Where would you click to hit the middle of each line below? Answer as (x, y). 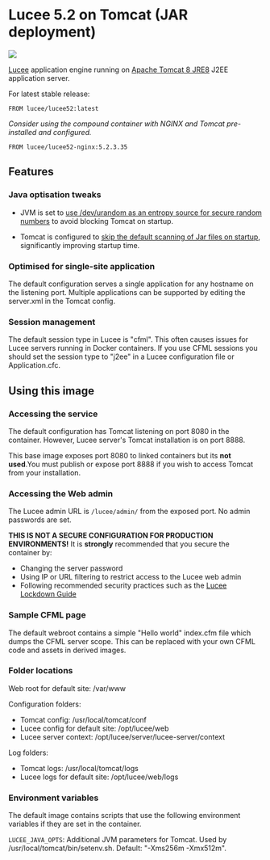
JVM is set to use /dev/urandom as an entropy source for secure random (141, 213)
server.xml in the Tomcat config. (62, 301)
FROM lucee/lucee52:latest (54, 108)
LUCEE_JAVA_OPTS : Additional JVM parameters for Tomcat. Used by (118, 840)
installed (23, 132)
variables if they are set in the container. (75, 824)
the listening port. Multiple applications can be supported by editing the (127, 292)
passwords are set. (40, 520)
